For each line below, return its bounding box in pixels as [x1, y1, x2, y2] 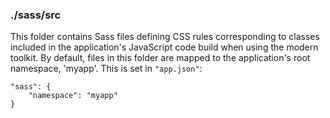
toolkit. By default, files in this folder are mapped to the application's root [10, 52, 311, 64]
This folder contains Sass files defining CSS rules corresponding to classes [10, 31, 320, 43]
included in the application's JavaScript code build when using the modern [10, 41, 319, 53]
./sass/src [10, 8, 62, 22]
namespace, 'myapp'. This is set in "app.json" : [10, 63, 203, 75]
